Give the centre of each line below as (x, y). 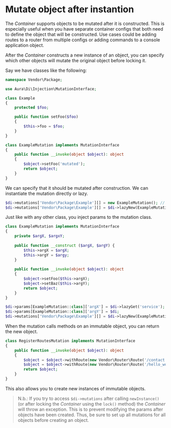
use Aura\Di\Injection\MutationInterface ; (51, 89)
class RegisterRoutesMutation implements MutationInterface (70, 341)
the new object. (22, 332)
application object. (25, 45)
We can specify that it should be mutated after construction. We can (77, 188)
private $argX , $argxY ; (40, 236)
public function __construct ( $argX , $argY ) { (65, 245)
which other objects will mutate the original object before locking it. (76, 60)
